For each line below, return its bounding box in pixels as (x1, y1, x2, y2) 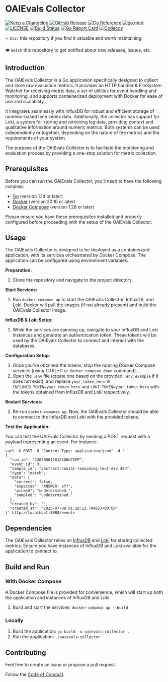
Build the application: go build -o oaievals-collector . (12, 628, 130, 635)
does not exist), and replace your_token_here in (12, 378, 111, 384)
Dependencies (5, 524, 52, 532)
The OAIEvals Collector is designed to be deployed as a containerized (5, 247, 150, 253)
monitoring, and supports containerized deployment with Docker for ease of (5, 93, 163, 99)
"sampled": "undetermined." (14, 493, 73, 498)
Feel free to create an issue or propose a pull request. (5, 661, 117, 667)
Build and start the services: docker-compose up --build (12, 604, 128, 610)
